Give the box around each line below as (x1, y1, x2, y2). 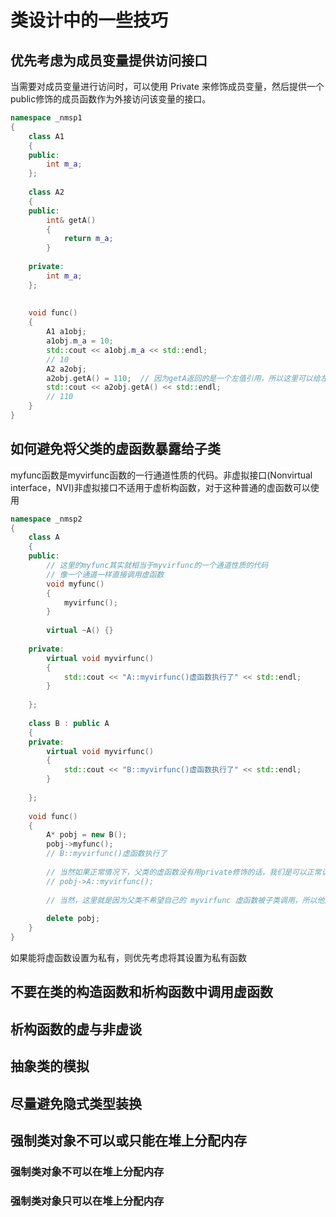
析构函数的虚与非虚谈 (10, 1021, 142, 1038)
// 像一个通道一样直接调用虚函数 (46, 569, 165, 580)
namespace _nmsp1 (10, 113, 83, 123)
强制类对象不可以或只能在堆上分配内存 (10, 1132, 247, 1149)
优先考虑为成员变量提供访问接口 (10, 52, 208, 69)
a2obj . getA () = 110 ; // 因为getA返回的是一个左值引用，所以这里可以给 (46, 373, 321, 383)
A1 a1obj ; (46, 327, 87, 337)
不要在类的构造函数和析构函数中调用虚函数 (10, 984, 273, 1001)
